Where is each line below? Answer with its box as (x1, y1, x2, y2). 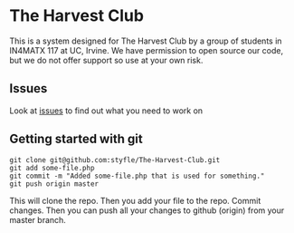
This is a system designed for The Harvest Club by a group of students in (9, 35, 282, 46)
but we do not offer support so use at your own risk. (9, 54, 204, 65)
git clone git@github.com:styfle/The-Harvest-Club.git (9, 155, 221, 164)
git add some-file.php (9, 163, 95, 172)
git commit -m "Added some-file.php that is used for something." (9, 171, 265, 180)
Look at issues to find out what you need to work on (9, 105, 204, 116)
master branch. (9, 214, 66, 225)
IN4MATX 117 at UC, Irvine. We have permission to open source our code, (9, 44, 283, 55)
